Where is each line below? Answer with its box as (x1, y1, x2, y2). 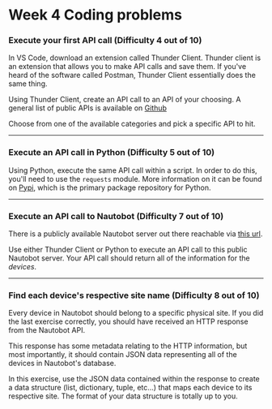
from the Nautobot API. (8, 325, 86, 335)
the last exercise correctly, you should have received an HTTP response (8, 316, 249, 326)
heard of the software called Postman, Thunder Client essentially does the (8, 71, 257, 80)
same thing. (8, 79, 48, 88)
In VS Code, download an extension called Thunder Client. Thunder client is (8, 53, 261, 62)
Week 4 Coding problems (8, 6, 183, 24)
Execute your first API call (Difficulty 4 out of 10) (8, 35, 202, 46)
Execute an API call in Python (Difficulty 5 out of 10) (8, 147, 215, 158)
